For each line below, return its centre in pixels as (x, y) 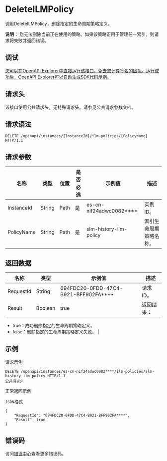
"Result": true (30, 420)
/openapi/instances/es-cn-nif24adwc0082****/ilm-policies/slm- (87, 371)
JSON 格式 (14, 401)
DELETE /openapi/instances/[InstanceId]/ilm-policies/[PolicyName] (77, 136)
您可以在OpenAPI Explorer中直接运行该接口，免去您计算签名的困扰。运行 (80, 70)
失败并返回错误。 (31, 40)
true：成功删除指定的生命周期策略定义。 (54, 326)
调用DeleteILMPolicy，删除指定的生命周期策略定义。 (59, 23)
